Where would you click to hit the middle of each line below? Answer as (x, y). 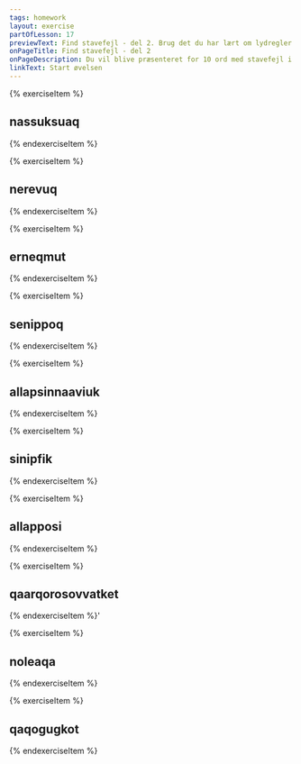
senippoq (36, 324)
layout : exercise (42, 26)
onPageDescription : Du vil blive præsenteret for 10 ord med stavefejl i (151, 59)
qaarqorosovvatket (64, 594)
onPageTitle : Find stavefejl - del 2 (80, 51)
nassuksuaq (45, 122)
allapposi (36, 527)
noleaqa (32, 662)
